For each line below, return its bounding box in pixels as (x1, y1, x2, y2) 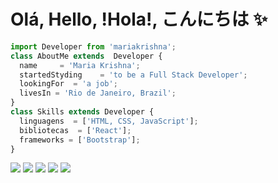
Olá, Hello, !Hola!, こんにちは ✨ (10, 8, 268, 31)
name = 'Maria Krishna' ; (19, 60, 141, 70)
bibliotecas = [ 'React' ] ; (19, 125, 132, 135)
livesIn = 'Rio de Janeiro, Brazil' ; (19, 88, 177, 99)
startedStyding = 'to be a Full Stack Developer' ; (19, 70, 248, 80)
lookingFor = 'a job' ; (19, 79, 118, 89)
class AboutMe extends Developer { (10, 51, 163, 61)
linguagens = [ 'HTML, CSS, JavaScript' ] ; (19, 116, 199, 126)
